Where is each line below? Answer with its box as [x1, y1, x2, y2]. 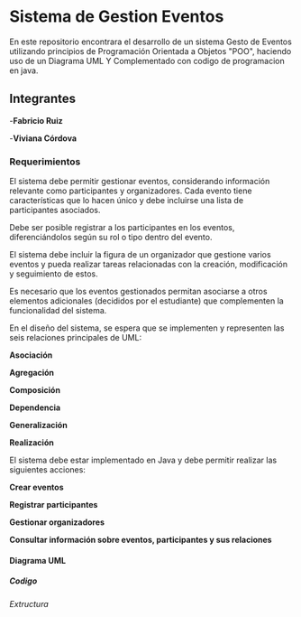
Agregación [9, 368, 54, 379]
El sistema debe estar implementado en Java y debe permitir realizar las [9, 454, 278, 466]
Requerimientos [9, 155, 81, 168]
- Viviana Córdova [9, 133, 78, 144]
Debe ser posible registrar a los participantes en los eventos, [9, 222, 235, 233]
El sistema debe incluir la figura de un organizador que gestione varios [9, 249, 272, 260]
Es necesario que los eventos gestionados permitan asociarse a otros [9, 286, 268, 297]
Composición [9, 385, 61, 396]
